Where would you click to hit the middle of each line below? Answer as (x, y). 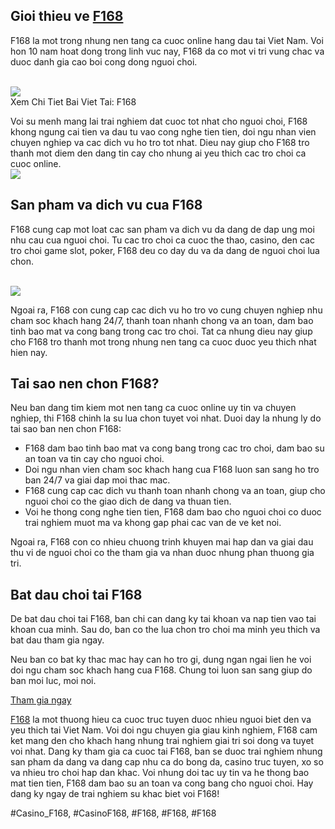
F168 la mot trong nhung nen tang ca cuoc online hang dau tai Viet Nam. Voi (167, 40)
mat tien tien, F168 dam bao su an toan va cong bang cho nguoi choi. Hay (162, 783)
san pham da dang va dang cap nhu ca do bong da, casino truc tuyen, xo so (167, 762)
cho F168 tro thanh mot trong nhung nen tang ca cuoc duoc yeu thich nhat (163, 341)
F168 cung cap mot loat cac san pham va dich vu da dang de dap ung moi (162, 229)
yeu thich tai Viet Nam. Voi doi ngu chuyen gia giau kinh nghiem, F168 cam (164, 730)
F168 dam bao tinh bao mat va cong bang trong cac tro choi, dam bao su (174, 448)
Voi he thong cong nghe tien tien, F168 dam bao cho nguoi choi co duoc (173, 512)
